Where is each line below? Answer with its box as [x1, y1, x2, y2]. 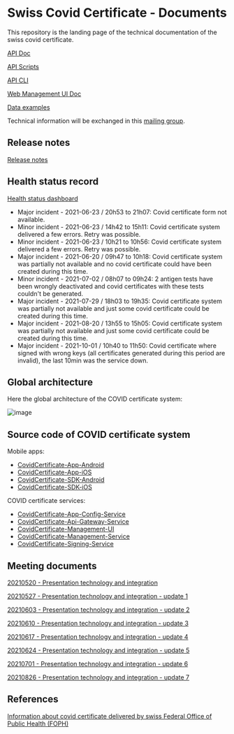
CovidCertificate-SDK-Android [17, 476, 105, 484]
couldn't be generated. [17, 289, 84, 298]
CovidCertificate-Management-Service [17, 532, 131, 541]
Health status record [7, 176, 99, 188]
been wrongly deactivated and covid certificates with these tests [17, 281, 205, 291]
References [7, 693, 59, 705]
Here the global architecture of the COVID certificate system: [7, 395, 183, 403]
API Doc [7, 49, 31, 57]
